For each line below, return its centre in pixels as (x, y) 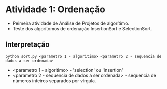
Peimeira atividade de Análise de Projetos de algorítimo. (71, 23)
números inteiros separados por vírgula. (54, 81)
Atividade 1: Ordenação (55, 9)
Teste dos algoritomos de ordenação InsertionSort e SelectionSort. (82, 28)
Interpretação (27, 45)
